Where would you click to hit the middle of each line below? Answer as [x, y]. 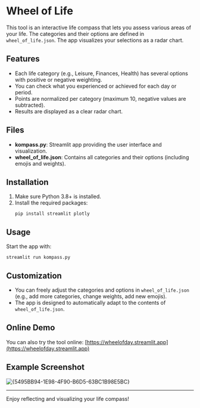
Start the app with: [29, 246]
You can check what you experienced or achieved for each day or [96, 86]
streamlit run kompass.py [38, 258]
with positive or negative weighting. [58, 79]
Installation [27, 182]
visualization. [31, 151]
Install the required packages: [51, 203]
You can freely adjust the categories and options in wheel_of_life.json [102, 290]
